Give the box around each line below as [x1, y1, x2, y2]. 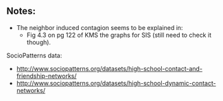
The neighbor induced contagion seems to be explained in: [16, 23, 183, 31]
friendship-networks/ [16, 72, 77, 80]
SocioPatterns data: [6, 51, 62, 59]
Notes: [6, 5, 36, 17]
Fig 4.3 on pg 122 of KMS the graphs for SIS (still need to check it [26, 31, 212, 39]
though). [26, 38, 51, 46]
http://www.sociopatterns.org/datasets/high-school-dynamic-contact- [16, 78, 217, 87]
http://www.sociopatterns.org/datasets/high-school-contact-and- [16, 64, 203, 72]
